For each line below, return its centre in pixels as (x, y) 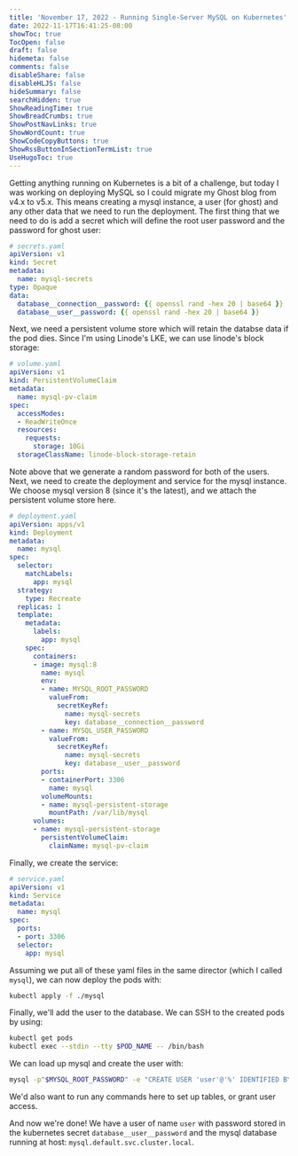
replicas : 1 (39, 607)
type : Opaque (33, 287)
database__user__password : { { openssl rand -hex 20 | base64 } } (138, 312)
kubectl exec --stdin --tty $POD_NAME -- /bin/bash (106, 1047)
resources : (37, 430)
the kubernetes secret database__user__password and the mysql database (143, 1133)
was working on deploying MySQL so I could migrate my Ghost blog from (143, 192)
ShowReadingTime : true (51, 108)
